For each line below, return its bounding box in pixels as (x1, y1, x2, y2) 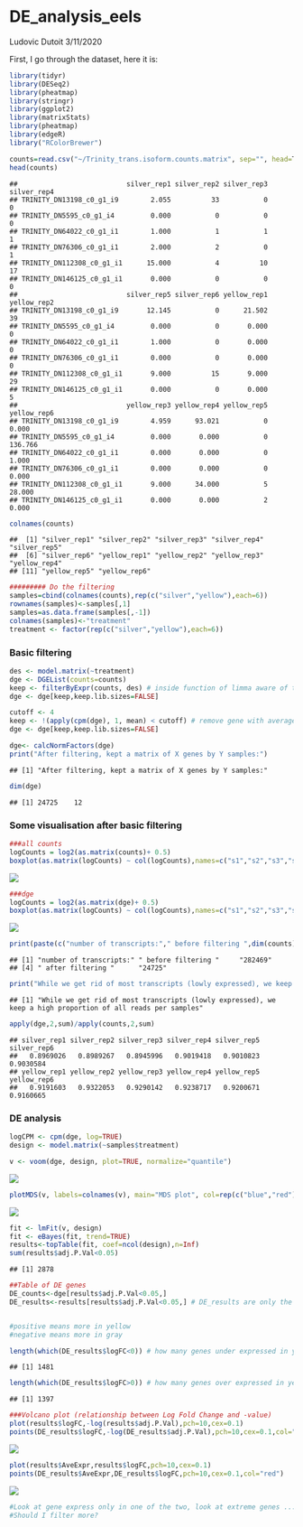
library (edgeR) (9, 130, 67, 139)
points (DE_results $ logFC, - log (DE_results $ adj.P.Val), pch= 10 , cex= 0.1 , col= (9, 1428, 293, 1437)
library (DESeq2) (9, 79, 70, 88)
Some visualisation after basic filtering (9, 819, 182, 832)
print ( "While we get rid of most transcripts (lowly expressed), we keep (9, 980, 293, 989)
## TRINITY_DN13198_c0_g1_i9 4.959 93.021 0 (9, 416, 269, 425)
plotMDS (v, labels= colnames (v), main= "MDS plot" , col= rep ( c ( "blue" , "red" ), (9, 1190, 300, 1199)
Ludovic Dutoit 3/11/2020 (9, 36, 103, 47)
